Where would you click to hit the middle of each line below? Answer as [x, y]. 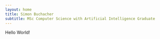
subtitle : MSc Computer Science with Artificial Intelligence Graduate [80, 19]
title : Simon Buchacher [30, 14]
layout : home [18, 10]
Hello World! [18, 33]
